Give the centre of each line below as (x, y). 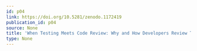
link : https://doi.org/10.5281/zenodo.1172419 (64, 17)
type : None (19, 39)
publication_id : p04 (31, 22)
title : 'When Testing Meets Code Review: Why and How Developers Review (97, 33)
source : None (22, 28)
